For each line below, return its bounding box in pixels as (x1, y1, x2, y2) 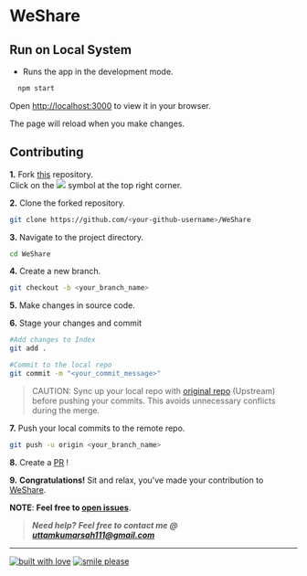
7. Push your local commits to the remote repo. (9, 422, 185, 433)
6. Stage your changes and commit (9, 317, 142, 329)
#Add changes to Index (9, 336, 96, 345)
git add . (9, 344, 48, 353)
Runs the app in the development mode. (22, 66, 174, 77)
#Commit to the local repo (9, 360, 112, 370)
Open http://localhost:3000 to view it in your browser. (9, 100, 212, 111)
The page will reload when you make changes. (9, 118, 185, 129)
